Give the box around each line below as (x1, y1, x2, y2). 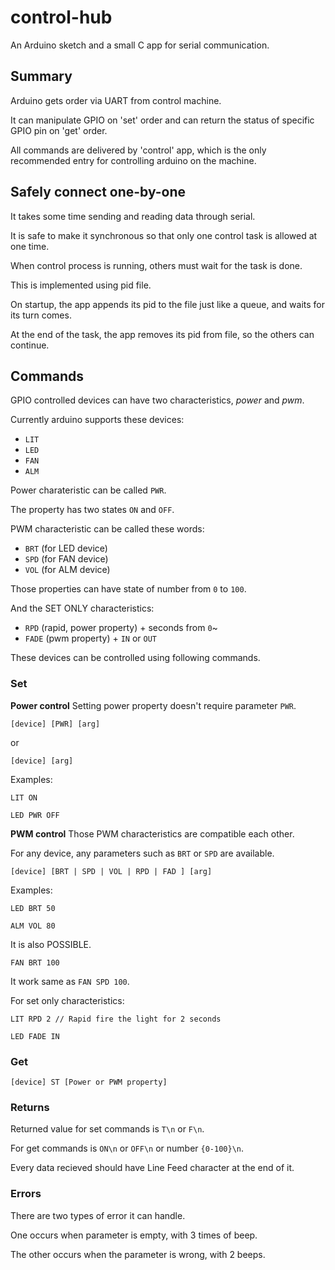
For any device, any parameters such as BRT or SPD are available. (10, 847, 275, 859)
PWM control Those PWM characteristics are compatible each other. (10, 827, 295, 840)
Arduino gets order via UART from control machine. (10, 94, 222, 106)
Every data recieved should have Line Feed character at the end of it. (10, 1162, 295, 1174)
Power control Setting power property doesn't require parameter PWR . (10, 699, 297, 711)
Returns (10, 1100, 50, 1114)
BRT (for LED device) (24, 542, 108, 555)
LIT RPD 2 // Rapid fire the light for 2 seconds (10, 1014, 222, 1024)
